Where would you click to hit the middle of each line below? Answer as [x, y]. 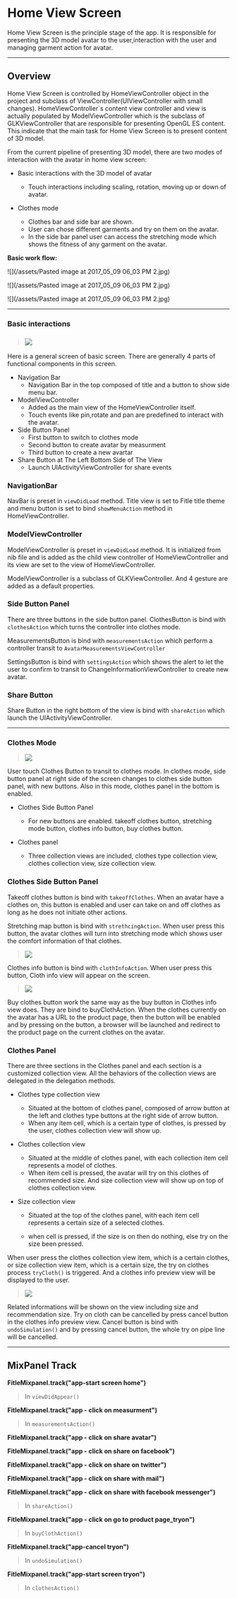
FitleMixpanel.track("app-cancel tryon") [68, 1546]
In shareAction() [49, 1506]
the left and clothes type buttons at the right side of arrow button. [123, 1115]
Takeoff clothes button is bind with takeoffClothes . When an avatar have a [116, 897]
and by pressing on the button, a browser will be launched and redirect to [114, 1024]
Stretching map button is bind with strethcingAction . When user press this [116, 926]
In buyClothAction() [54, 1533]
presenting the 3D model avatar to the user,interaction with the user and [112, 40]
